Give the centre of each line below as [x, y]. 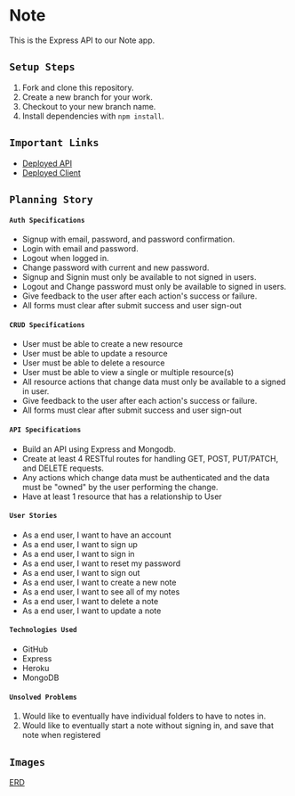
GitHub [35, 649]
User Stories [33, 516]
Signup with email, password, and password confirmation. [128, 239]
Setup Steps [42, 67]
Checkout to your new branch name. [89, 106]
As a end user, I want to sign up [80, 544]
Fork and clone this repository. [78, 87]
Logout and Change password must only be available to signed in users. [154, 287]
